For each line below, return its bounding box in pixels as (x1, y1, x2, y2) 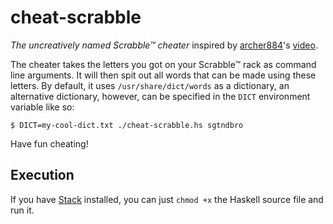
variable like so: (10, 101, 75, 113)
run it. (10, 204, 35, 216)
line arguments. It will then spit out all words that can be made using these (10, 69, 317, 81)
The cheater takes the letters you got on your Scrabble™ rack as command (10, 58, 317, 70)
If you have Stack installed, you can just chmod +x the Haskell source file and (10, 193, 324, 205)
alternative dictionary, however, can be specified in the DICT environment (10, 90, 311, 102)
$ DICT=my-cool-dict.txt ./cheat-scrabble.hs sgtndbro (10, 120, 244, 130)
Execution (10, 167, 75, 184)
